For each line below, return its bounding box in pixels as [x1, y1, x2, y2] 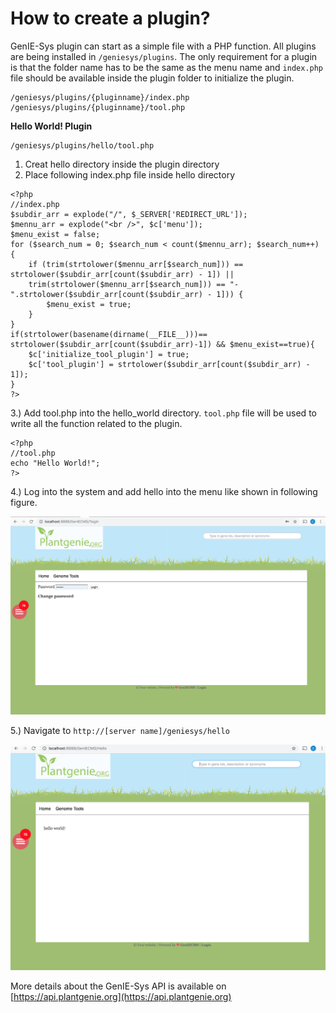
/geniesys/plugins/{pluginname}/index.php [10, 92, 190, 102]
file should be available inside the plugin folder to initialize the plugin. [10, 72, 295, 84]
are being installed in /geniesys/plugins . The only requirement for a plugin [10, 50, 318, 62]
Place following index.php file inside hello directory [24, 168, 236, 181]
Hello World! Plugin [10, 120, 93, 132]
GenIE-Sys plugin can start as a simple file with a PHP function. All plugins [10, 40, 317, 52]
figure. [10, 496, 38, 508]
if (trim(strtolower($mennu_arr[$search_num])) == [28, 259, 244, 269]
